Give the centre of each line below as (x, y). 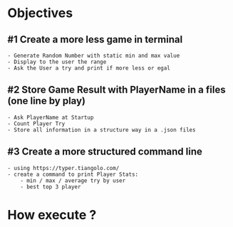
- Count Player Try (36, 123)
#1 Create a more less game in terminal (95, 39)
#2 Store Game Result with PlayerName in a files (116, 90)
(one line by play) (46, 101)
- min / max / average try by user (73, 180)
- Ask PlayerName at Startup (51, 117)
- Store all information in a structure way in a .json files (102, 130)
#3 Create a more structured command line (105, 152)
